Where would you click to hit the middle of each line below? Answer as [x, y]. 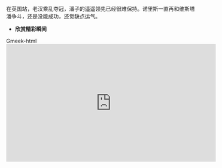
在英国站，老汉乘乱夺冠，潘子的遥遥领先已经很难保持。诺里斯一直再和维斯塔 [101, 9]
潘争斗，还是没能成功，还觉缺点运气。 [53, 16]
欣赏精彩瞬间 [31, 29]
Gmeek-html [22, 41]
